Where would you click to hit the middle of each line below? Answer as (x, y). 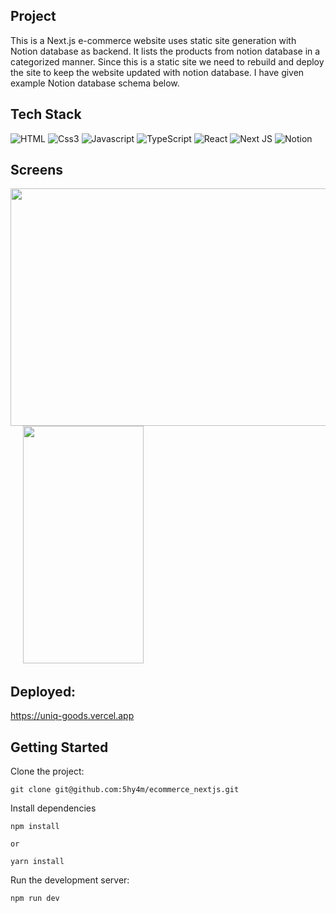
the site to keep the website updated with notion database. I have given (157, 72)
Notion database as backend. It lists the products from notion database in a (165, 51)
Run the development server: (70, 880)
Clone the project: (47, 771)
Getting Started (59, 747)
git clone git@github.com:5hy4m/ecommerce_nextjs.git (125, 790)
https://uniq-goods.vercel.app (72, 716)
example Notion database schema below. (95, 83)
